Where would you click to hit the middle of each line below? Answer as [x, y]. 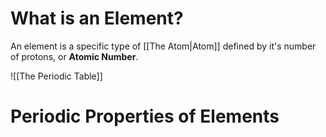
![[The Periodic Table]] [56, 76]
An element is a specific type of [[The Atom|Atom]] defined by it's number [163, 46]
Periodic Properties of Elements [145, 116]
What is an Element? [97, 18]
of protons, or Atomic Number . [74, 56]
